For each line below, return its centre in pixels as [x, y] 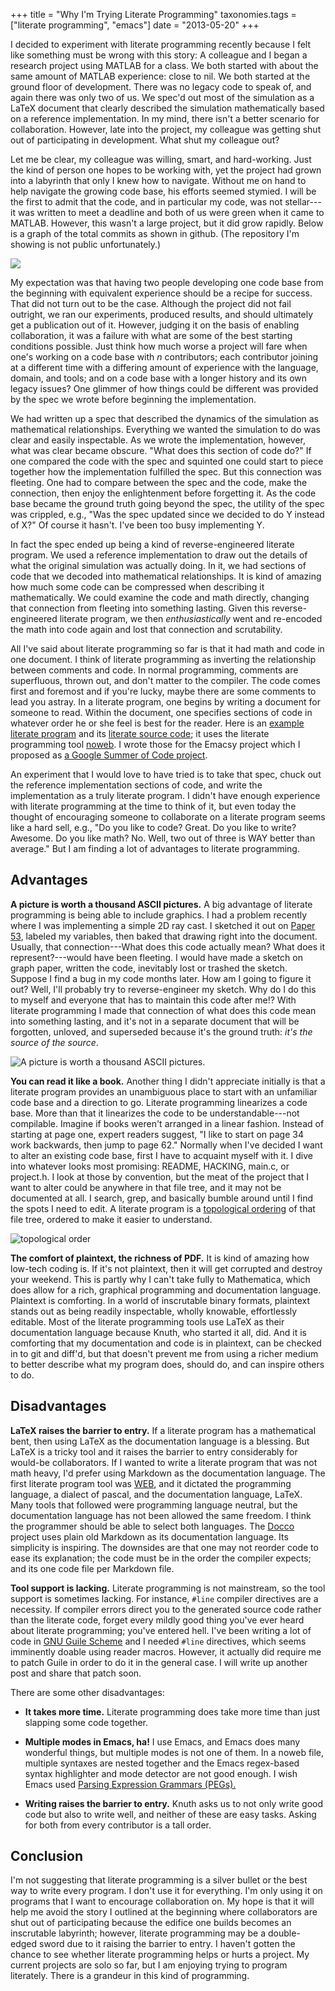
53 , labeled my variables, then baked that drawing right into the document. [164, 936]
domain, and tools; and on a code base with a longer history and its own [159, 378]
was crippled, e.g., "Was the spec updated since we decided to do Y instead [167, 514]
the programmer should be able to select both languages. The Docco [152, 1526]
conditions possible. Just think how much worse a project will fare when [159, 346]
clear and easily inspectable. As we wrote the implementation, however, [158, 440]
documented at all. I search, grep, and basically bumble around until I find [162, 1198]
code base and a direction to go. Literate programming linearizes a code [159, 1102]
